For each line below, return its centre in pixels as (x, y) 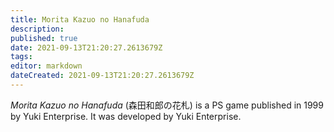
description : (37, 29)
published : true (44, 38)
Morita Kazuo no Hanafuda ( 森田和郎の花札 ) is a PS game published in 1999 (167, 105)
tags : (21, 57)
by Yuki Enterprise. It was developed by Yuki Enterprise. (126, 116)
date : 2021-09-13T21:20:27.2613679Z (86, 47)
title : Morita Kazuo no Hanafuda (80, 19)
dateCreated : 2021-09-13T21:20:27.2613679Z (102, 76)
